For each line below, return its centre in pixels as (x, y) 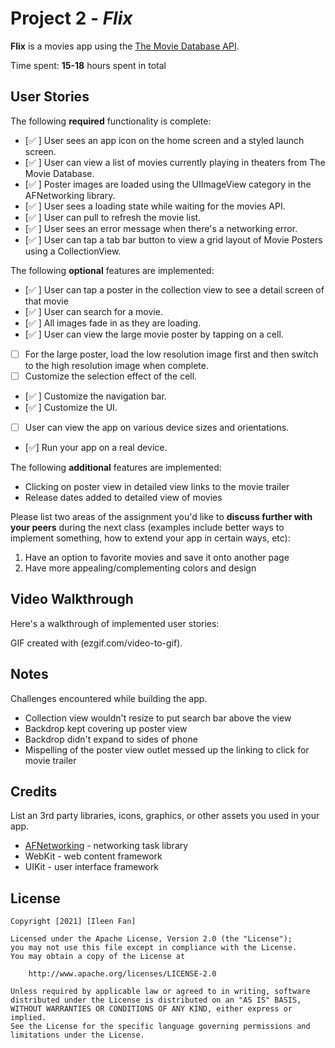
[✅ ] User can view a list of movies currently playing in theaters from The (175, 162)
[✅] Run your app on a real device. (96, 447)
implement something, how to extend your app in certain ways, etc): (150, 538)
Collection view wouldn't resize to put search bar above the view (158, 718)
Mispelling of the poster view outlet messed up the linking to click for (167, 749)
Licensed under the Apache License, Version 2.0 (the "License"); (151, 939)
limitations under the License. (77, 1035)
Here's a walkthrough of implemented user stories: (115, 623)
